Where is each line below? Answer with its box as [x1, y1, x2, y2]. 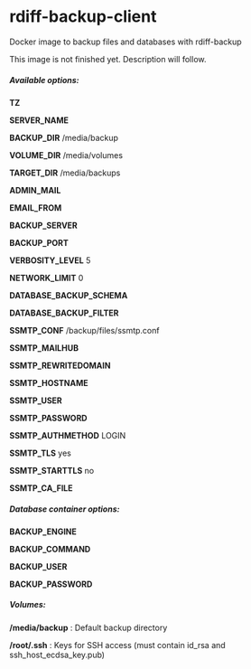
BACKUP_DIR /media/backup [9, 132, 119, 143]
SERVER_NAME [9, 115, 70, 126]
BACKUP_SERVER [9, 220, 79, 231]
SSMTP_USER [9, 395, 63, 406]
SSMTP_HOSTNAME [9, 377, 88, 388]
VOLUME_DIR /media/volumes [9, 149, 124, 160]
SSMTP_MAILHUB [9, 342, 79, 353]
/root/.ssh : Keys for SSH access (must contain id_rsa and [9, 639, 226, 650]
